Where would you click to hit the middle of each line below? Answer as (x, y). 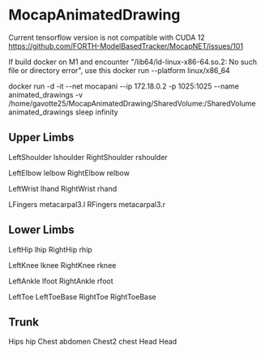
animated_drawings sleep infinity (64, 112)
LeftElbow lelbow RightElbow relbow (69, 173)
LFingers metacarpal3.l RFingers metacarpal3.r (87, 204)
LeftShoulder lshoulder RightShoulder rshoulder (88, 157)
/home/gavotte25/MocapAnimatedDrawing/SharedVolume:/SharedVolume (132, 103)
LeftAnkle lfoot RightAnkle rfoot (61, 281)
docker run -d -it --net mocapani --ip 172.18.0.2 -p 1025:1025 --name (124, 86)
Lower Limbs (41, 230)
